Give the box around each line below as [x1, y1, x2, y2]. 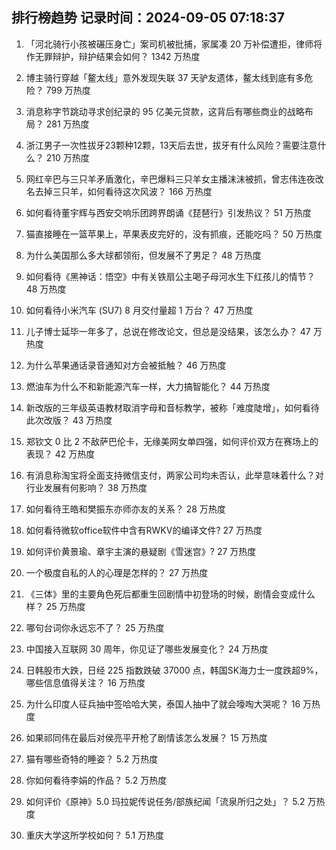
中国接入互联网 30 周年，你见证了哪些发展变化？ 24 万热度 [25, 643, 269, 655]
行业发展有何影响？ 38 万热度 [25, 481, 148, 493]
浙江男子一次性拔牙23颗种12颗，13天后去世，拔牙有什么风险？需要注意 [25, 139, 318, 151]
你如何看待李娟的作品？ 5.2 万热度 [25, 774, 168, 786]
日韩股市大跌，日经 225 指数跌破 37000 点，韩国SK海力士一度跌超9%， [25, 664, 324, 676]
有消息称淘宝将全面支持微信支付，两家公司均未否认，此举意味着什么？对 [25, 469, 324, 481]
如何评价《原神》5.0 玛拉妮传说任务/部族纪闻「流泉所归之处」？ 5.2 [25, 795, 306, 807]
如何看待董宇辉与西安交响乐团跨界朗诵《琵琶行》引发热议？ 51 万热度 [25, 206, 312, 218]
